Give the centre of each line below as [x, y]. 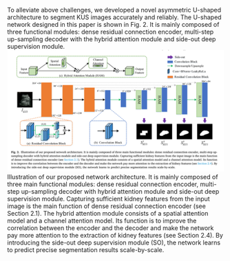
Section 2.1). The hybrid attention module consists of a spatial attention [108, 213]
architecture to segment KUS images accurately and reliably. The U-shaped [114, 17]
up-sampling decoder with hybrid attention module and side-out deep [120, 191]
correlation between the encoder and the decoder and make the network [111, 228]
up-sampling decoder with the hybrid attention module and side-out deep [112, 39]
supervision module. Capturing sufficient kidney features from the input [108, 198]
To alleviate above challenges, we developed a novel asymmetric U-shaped [114, 10]
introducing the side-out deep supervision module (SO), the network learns [114, 242]
